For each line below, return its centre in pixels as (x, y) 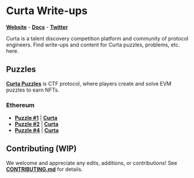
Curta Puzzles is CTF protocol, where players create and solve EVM (89, 83)
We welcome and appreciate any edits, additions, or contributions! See (92, 163)
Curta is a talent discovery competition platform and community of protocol (97, 38)
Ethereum (21, 105)
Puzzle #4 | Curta (36, 130)
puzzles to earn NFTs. (33, 90)
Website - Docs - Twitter (37, 27)
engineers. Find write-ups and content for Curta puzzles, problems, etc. (93, 45)
